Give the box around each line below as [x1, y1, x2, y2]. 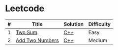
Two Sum [15, 29, 38, 36]
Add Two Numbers [15, 37, 59, 44]
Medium [88, 37, 107, 44]
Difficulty [88, 21, 111, 27]
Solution [63, 21, 84, 27]
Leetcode [5, 3, 45, 14]
